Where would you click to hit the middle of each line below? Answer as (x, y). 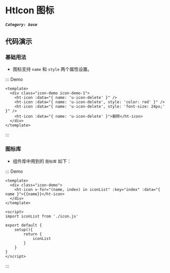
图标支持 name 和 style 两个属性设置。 (52, 69)
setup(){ (24, 230)
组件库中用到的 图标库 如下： (42, 161)
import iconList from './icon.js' (42, 216)
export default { (24, 225)
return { (33, 234)
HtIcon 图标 (30, 10)
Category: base (21, 24)
